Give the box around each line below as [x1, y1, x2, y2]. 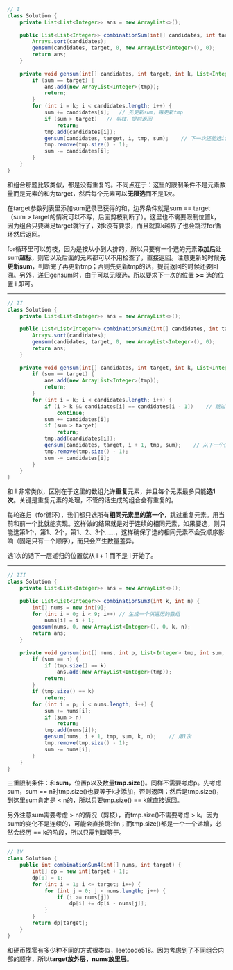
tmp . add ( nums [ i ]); [44, 726, 98, 734]
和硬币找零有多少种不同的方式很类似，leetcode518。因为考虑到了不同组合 [7, 946, 218, 954]
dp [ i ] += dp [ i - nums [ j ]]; [69, 900, 148, 908]
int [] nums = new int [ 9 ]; [32, 604, 107, 611]
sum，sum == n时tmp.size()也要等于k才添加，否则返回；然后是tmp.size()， [7, 788, 223, 796]
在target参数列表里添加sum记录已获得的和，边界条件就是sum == [7, 204, 192, 212]
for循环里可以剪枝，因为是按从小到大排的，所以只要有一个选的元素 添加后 [7, 244, 216, 253]
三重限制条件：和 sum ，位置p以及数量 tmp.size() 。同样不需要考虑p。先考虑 [7, 778, 222, 787]
